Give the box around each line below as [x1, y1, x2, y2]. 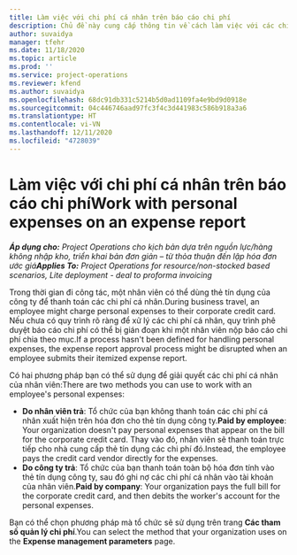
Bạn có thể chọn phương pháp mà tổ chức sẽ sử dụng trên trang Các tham [9, 517, 281, 528]
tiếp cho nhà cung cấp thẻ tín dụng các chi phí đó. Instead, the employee [21, 443, 286, 454]
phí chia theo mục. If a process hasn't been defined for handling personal [9, 334, 275, 344]
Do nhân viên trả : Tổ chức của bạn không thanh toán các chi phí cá [21, 405, 268, 416]
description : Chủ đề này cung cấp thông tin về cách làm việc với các [9, 21, 275, 30]
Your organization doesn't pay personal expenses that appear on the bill [21, 424, 286, 435]
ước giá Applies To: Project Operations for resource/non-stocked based [9, 260, 270, 271]
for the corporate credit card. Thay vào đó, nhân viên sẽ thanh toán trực [21, 434, 285, 444]
